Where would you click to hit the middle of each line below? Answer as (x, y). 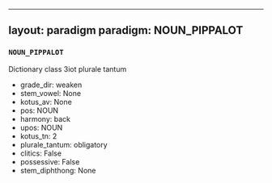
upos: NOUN (41, 127)
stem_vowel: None (51, 93)
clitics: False (41, 153)
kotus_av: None (46, 102)
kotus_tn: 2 (38, 136)
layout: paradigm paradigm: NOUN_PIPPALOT (126, 30)
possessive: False (50, 161)
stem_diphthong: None (58, 170)
